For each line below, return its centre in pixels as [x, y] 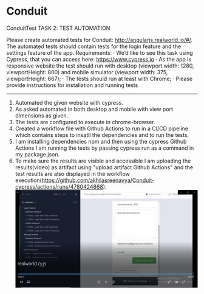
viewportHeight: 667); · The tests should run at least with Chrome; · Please [100, 79]
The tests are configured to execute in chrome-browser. [85, 122]
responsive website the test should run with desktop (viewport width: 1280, [100, 66]
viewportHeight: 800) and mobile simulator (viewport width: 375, [87, 72]
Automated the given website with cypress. [69, 102]
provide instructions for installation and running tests [72, 85]
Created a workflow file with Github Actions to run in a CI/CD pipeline [101, 128]
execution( [29, 180]
